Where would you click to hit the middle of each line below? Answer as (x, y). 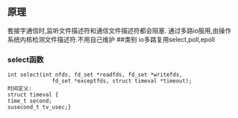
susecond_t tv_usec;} (39, 107)
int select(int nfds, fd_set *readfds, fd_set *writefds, (95, 75)
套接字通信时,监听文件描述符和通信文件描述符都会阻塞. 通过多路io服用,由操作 (119, 31)
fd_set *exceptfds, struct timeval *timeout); (122, 81)
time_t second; (30, 101)
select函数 (26, 60)
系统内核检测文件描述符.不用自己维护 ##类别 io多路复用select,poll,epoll (111, 39)
